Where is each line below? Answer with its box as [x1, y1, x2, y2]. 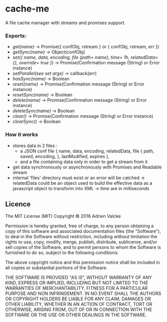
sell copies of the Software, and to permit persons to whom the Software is [5, 245, 161, 251]
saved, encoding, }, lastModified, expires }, [20, 153, 109, 159]
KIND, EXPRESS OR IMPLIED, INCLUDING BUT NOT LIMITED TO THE [5, 280, 148, 286]
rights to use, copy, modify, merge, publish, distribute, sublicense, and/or [5, 239, 157, 245]
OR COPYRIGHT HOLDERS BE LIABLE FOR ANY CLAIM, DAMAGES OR [5, 296, 151, 302]
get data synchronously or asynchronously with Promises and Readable [12, 164, 162, 170]
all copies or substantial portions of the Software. [5, 265, 107, 271]
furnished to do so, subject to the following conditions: [5, 250, 119, 256]
